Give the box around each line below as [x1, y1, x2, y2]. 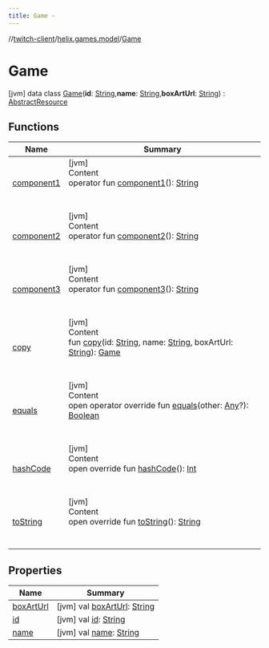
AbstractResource [8, 97, 68, 107]
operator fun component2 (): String [67, 230, 199, 241]
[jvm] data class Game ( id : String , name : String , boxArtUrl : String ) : [8, 88, 226, 98]
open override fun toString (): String [67, 516, 202, 528]
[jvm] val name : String [56, 627, 140, 638]
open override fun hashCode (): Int [67, 463, 197, 474]
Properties [8, 563, 62, 577]
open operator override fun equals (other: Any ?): [67, 400, 249, 411]
